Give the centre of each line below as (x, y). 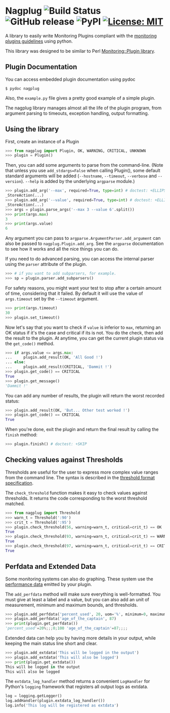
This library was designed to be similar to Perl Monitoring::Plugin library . (80, 51)
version (13, 182)
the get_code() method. (30, 344)
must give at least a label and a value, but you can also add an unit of (77, 599)
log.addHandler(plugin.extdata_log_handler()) (55, 701)
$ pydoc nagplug (22, 88)
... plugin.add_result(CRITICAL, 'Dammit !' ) (59, 367)
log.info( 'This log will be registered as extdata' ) (62, 706)
